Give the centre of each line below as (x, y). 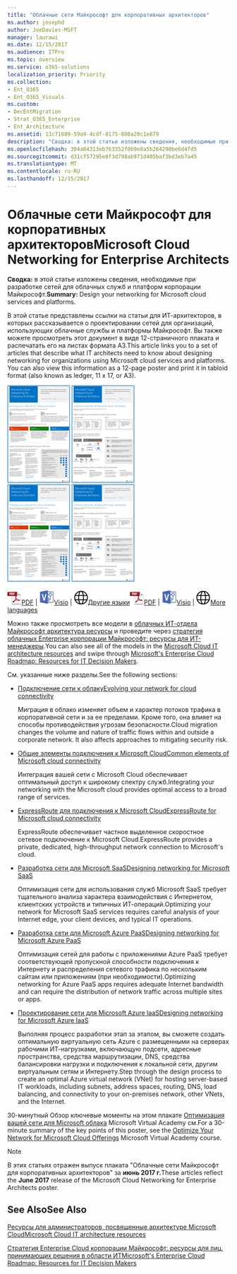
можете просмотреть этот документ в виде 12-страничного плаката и (113, 338)
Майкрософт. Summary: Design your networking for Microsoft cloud (107, 294)
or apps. (30, 999)
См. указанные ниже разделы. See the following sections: (92, 674)
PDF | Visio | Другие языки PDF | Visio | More (123, 602)
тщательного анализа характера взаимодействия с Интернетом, (115, 896)
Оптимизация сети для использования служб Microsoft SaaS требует (122, 889)
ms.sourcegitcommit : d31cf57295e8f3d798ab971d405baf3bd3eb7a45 (102, 156)
